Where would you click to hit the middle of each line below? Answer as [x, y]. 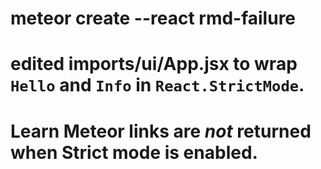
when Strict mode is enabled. [134, 152]
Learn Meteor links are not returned [161, 131]
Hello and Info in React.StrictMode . [157, 85]
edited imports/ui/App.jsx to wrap [154, 64]
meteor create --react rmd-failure [153, 18]
